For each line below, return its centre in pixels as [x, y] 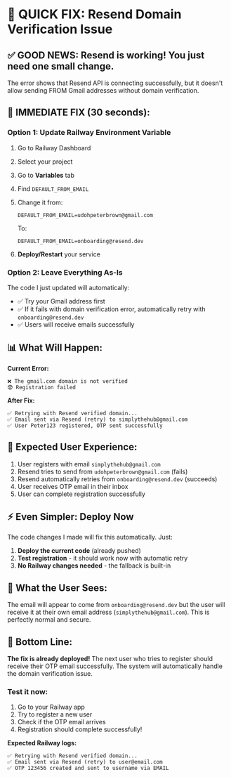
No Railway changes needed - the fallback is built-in [94, 566]
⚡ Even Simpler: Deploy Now [71, 517]
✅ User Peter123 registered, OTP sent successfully [85, 425]
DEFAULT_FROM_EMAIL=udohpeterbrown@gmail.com [85, 215]
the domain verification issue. [50, 674]
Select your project [45, 162]
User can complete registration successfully [81, 494]
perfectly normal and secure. [49, 620]
